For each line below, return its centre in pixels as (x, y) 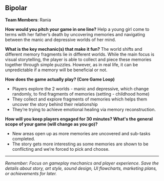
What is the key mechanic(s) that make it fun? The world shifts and (74, 49)
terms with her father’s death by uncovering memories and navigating (75, 34)
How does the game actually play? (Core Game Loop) (60, 79)
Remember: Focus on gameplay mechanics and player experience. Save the (82, 163)
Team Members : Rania (28, 20)
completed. (23, 139)
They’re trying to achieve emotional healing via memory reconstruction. (84, 109)
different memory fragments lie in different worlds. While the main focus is (80, 54)
